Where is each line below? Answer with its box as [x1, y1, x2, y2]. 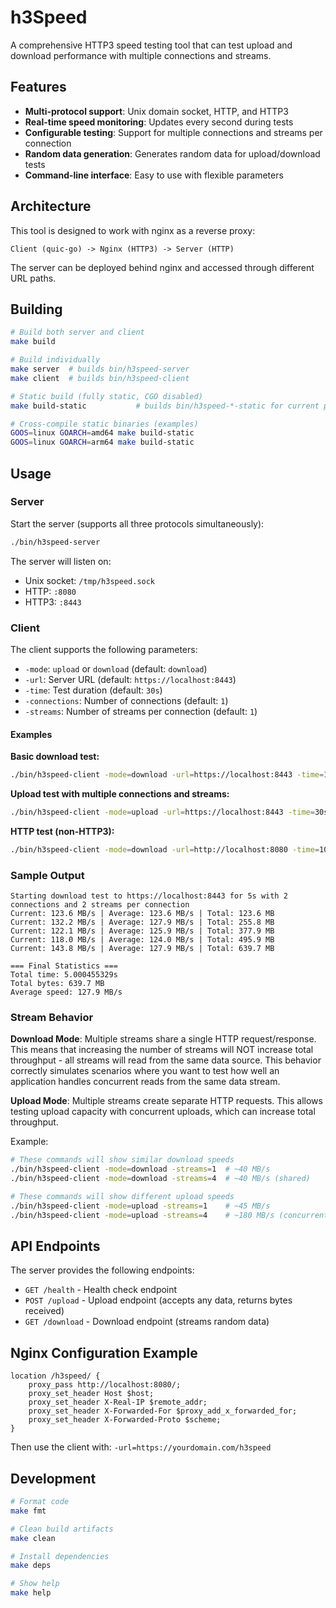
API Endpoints [10, 1238, 101, 1255]
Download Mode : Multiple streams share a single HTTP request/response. [10, 1033, 317, 1045]
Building [10, 301, 63, 318]
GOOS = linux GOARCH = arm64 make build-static [10, 437, 195, 448]
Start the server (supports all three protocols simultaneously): [10, 517, 265, 530]
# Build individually [10, 355, 101, 365]
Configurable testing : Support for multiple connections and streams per [24, 126, 323, 138]
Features [10, 79, 67, 96]
